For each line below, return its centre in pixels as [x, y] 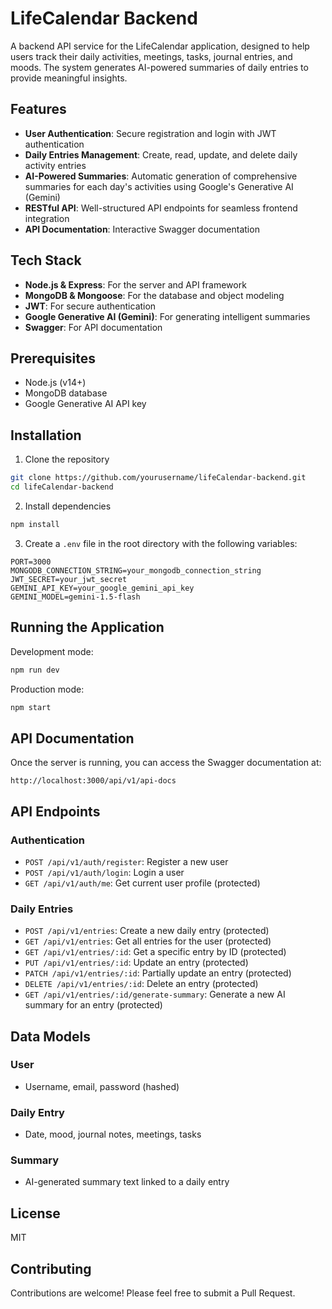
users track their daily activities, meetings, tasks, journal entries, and [151, 56]
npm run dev [35, 670]
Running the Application [87, 627]
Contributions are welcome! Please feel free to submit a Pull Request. [153, 1293]
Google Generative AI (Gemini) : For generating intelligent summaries [167, 316]
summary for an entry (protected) [93, 1005]
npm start [31, 707]
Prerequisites [53, 358]
